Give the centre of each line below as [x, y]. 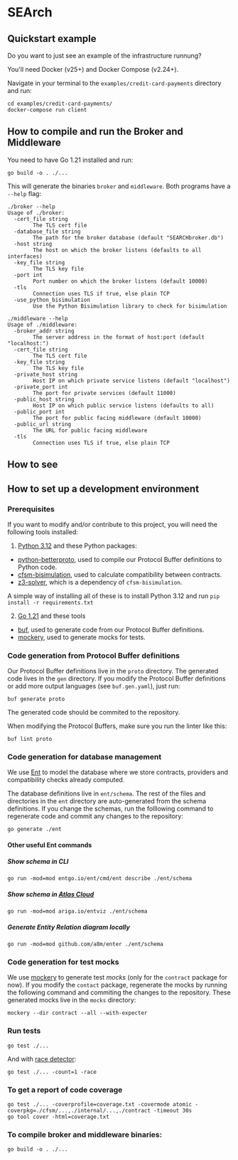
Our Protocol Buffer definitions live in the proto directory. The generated [113, 671]
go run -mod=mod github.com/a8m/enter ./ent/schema [85, 944]
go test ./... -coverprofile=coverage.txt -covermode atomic [100, 1104]
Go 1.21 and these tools [52, 616]
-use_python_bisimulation [52, 300]
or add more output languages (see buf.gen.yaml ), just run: [94, 686]
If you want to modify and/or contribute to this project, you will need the [113, 524]
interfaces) [25, 256]
